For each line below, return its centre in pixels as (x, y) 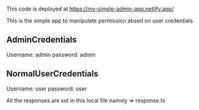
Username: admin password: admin (51, 54)
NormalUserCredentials (52, 74)
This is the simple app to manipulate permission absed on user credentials (100, 20)
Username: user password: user (47, 89)
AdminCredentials (42, 40)
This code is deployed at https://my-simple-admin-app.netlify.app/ (90, 9)
